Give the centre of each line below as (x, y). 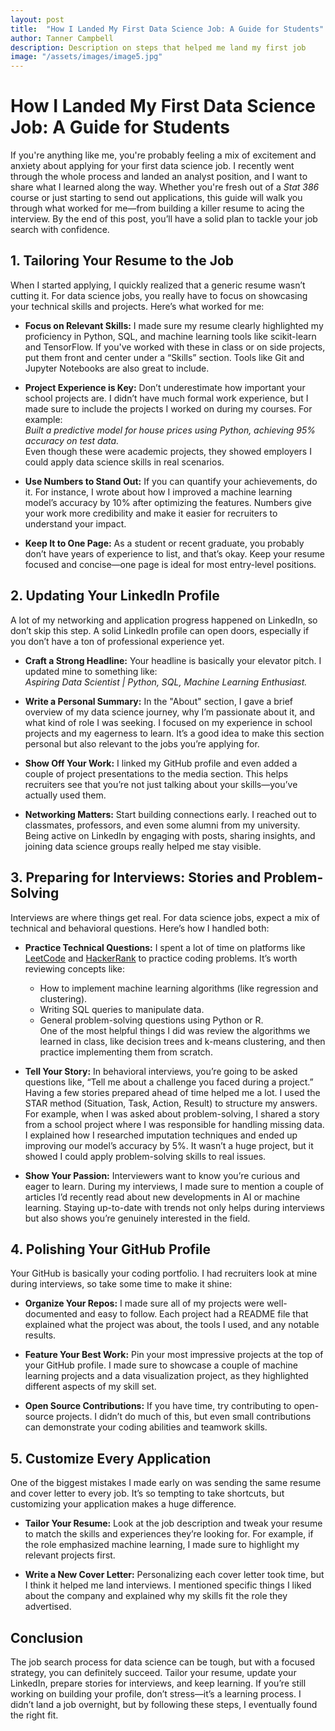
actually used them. (65, 795)
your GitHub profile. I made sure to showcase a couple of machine (161, 1365)
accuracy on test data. (72, 440)
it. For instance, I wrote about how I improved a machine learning (158, 492)
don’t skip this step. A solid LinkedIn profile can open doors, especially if (160, 630)
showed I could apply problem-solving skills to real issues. (145, 1156)
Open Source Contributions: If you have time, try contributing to (158, 1406)
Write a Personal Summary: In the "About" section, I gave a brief (158, 701)
